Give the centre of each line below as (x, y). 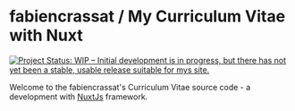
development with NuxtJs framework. (79, 97)
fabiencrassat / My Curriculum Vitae (147, 17)
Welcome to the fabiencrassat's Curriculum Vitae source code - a (130, 87)
